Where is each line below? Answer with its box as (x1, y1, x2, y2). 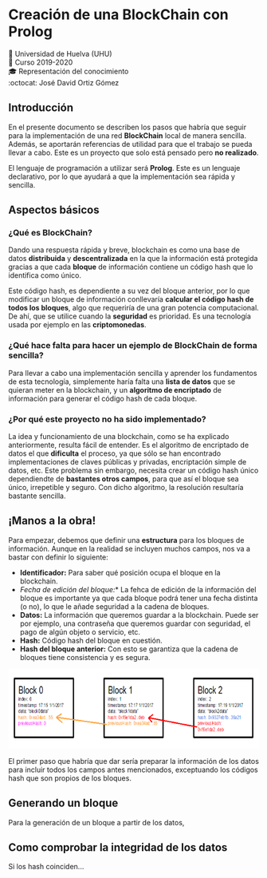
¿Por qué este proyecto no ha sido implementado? (8, 413, 206, 425)
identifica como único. (8, 271, 82, 280)
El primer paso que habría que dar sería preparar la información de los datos (8, 756, 259, 765)
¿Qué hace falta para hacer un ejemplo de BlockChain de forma (8, 340, 257, 351)
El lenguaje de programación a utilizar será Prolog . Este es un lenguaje (8, 163, 241, 172)
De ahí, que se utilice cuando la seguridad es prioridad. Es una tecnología (8, 311, 251, 321)
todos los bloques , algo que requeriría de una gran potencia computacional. (8, 303, 259, 313)
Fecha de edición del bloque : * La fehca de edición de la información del (19, 584, 257, 594)
